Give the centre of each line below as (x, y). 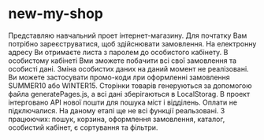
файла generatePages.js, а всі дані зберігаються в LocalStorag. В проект (129, 94)
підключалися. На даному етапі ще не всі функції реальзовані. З (117, 110)
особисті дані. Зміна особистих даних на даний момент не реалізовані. (129, 68)
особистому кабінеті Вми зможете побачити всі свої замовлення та (123, 61)
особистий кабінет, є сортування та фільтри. (83, 127)
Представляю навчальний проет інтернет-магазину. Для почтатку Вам (128, 35)
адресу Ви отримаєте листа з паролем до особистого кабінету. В (118, 52)
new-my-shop (56, 14)
